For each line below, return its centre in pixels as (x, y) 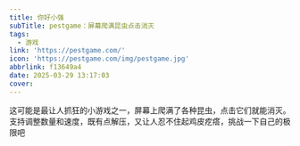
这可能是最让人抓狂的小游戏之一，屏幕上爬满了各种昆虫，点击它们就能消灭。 (150, 110)
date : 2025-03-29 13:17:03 (59, 76)
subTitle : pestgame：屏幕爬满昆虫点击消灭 (82, 26)
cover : (21, 84)
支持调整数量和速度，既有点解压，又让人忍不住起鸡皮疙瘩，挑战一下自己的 (146, 121)
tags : (19, 34)
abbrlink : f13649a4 (46, 68)
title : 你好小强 (37, 17)
